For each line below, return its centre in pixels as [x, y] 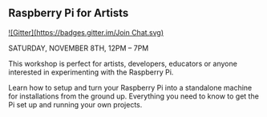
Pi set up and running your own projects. [75, 104]
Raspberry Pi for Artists [69, 13]
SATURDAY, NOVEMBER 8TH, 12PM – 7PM [79, 48]
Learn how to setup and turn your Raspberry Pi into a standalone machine [130, 87]
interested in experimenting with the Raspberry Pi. [91, 72]
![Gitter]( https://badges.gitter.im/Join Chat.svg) [86, 32]
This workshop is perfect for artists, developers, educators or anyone [123, 63]
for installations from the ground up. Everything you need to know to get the [133, 96]
